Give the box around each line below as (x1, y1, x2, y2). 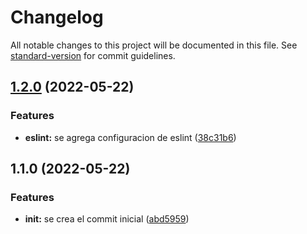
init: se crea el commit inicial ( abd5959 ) (24, 213, 190, 225)
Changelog (10, 6, 104, 29)
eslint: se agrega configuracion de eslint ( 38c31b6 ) (24, 131, 237, 143)
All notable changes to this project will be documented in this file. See (10, 39, 298, 51)
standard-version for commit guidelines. (10, 49, 176, 61)
